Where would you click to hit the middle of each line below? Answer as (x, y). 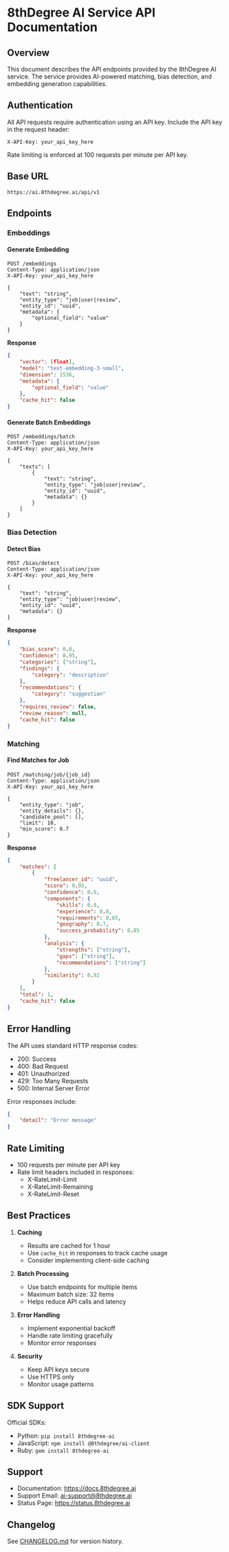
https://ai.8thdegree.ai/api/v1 (53, 192)
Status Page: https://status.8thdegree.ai (74, 1503)
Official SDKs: (27, 1422)
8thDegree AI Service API (81, 13)
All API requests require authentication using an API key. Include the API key (115, 122)
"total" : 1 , (36, 995)
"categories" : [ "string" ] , (58, 662)
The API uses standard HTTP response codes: (73, 1045)
